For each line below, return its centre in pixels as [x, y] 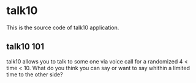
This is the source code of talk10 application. [63, 27]
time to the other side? [35, 74]
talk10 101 [25, 47]
